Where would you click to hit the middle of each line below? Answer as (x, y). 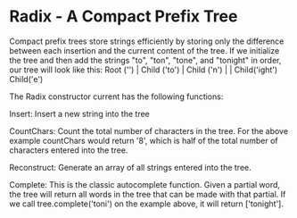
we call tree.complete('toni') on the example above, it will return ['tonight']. (146, 204)
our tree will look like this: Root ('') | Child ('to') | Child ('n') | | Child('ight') (144, 70)
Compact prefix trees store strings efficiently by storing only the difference (147, 41)
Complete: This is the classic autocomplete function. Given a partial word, (145, 184)
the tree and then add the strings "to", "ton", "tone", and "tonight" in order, (145, 60)
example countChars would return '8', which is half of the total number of (144, 140)
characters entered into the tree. (69, 150)
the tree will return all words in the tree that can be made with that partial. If (148, 194)
